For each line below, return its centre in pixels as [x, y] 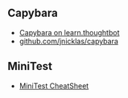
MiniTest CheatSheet [54, 86]
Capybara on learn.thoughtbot [69, 32]
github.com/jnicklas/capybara [68, 41]
